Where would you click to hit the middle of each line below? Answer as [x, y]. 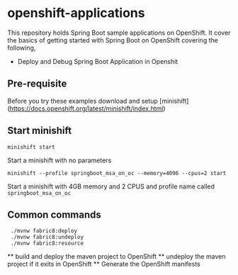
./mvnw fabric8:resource [47, 243]
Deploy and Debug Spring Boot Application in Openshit [98, 61]
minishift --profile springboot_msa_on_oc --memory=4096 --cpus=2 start [117, 173]
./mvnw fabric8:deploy [44, 231]
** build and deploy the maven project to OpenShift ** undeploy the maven [117, 257]
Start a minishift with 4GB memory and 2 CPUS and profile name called [111, 186]
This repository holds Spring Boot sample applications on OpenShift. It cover [119, 33]
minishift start [31, 147]
